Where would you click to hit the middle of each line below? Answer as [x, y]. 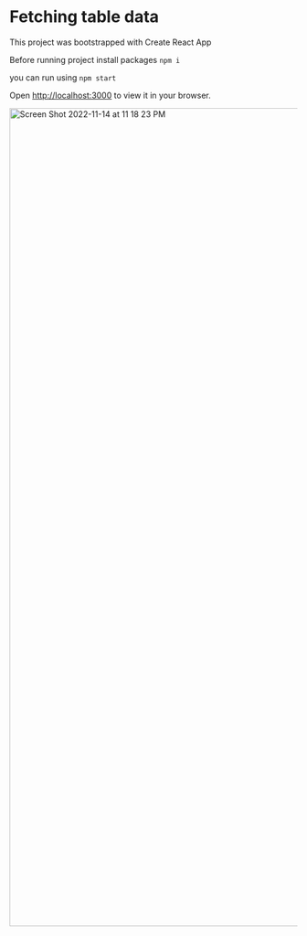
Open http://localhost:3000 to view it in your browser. [111, 95]
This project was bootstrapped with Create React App [111, 42]
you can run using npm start [63, 77]
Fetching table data [85, 17]
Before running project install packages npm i [95, 59]
